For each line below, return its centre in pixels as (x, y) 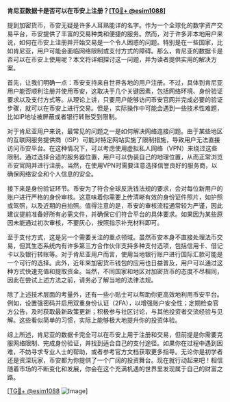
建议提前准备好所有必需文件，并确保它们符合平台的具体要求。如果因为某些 (112, 214)
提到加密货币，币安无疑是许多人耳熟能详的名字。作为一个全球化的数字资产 (112, 25)
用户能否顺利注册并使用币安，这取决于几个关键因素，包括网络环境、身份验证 (115, 91)
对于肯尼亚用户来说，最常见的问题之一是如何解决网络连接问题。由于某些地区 (115, 131)
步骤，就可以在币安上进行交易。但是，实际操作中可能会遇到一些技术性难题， (115, 108)
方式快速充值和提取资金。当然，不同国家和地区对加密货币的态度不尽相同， (118, 271)
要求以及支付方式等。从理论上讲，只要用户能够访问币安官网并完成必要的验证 (115, 99)
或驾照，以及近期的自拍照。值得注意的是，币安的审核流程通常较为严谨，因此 (115, 205)
